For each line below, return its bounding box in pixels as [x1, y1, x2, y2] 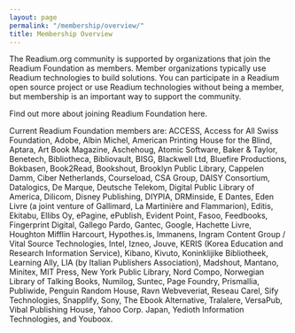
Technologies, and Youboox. [9, 314, 113, 324]
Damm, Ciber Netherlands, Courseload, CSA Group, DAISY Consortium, [9, 173, 270, 183]
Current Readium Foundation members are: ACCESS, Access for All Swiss [9, 126, 279, 136]
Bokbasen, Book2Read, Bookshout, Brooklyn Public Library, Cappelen [9, 163, 264, 174]
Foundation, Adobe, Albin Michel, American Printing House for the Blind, [9, 135, 273, 146]
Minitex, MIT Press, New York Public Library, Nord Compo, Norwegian [9, 267, 265, 277]
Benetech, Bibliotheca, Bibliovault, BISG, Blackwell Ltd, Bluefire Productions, [9, 154, 288, 165]
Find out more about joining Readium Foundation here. [9, 108, 208, 120]
